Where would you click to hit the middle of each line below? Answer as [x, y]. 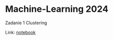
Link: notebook [20, 32]
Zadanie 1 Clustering [26, 23]
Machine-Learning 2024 [57, 9]
